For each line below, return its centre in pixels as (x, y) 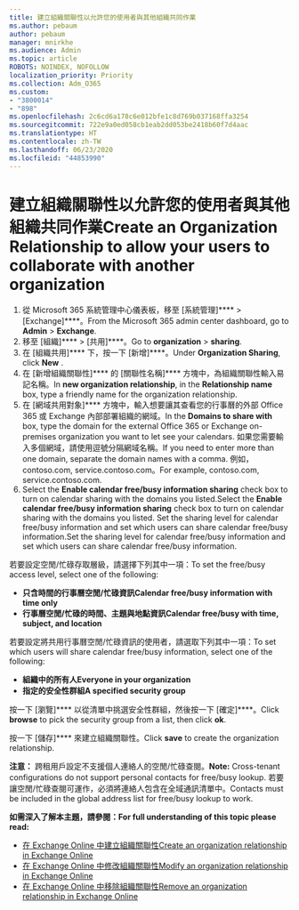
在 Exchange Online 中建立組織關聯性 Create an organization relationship (154, 845)
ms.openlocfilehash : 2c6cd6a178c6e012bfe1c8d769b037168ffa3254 (129, 117)
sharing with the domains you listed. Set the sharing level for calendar (150, 518)
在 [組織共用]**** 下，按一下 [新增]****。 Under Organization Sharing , (151, 353)
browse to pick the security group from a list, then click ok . (118, 720)
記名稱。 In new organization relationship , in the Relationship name (147, 384)
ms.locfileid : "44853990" (57, 158)
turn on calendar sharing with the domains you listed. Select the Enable (152, 499)
